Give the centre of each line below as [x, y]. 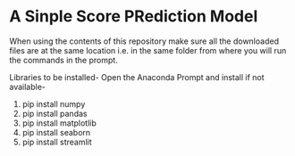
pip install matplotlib [59, 123]
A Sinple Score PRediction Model [134, 16]
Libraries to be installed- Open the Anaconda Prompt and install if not [137, 77]
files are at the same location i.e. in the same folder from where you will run [148, 50]
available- [28, 86]
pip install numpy [54, 103]
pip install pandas [55, 113]
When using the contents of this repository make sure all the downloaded [144, 41]
